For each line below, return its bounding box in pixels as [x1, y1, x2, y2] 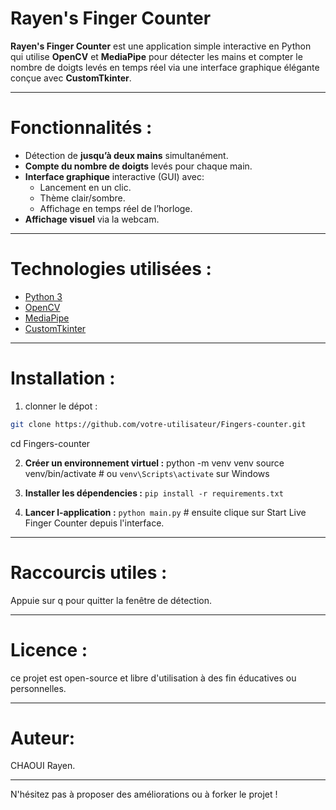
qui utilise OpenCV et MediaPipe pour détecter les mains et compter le [10, 50, 303, 62]
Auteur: [10, 727, 76, 749]
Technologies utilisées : [10, 258, 212, 281]
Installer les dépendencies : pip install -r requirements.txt [24, 487, 284, 499]
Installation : [10, 367, 116, 389]
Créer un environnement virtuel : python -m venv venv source [24, 457, 285, 469]
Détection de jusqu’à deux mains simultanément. [24, 149, 229, 161]
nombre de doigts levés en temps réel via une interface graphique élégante [10, 61, 320, 73]
